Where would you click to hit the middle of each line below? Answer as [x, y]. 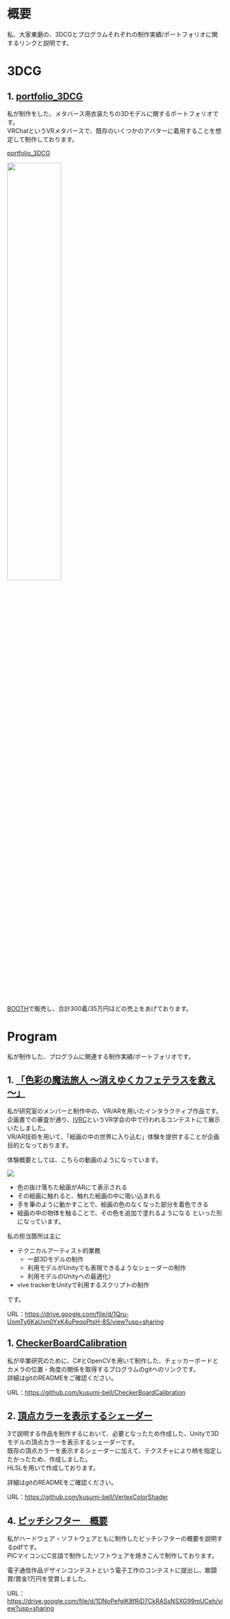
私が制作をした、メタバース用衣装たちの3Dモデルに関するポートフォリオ [110, 113]
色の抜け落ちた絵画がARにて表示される [72, 1187]
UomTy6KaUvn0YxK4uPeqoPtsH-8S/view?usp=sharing [86, 1322]
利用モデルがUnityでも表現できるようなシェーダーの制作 [107, 1267]
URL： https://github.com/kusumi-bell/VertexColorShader [88, 1497]
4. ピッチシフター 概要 [57, 1521]
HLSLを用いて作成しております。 [53, 1468]
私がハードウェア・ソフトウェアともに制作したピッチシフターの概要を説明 [112, 1539]
